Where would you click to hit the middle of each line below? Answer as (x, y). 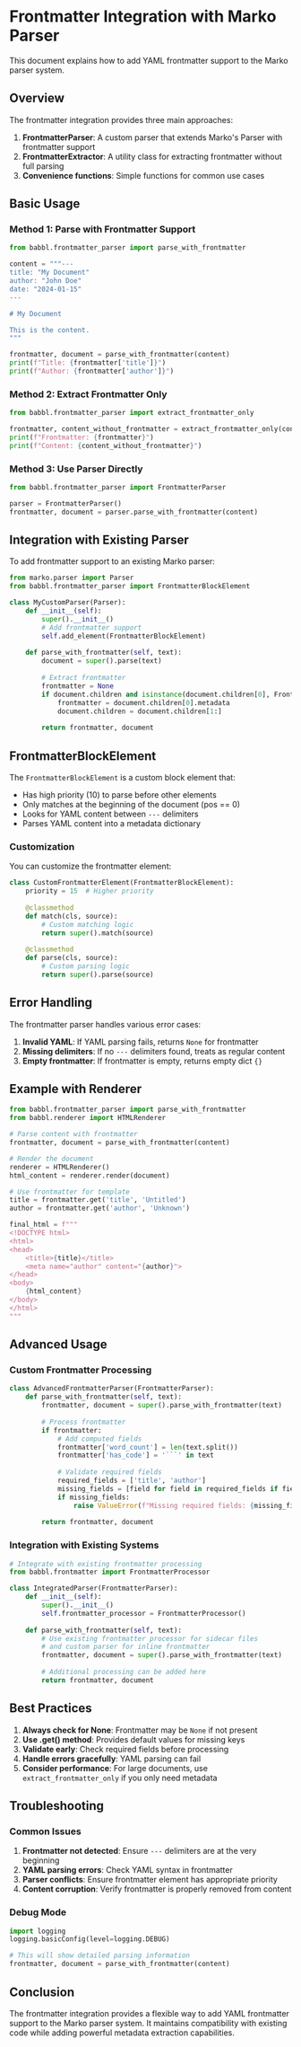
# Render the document (52, 1159)
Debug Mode (38, 1912)
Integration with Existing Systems (84, 1545)
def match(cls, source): (72, 916)
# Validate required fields (110, 1472)
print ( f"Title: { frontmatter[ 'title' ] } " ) (88, 363)
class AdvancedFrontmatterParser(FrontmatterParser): (112, 1389)
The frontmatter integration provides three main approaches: (121, 119)
